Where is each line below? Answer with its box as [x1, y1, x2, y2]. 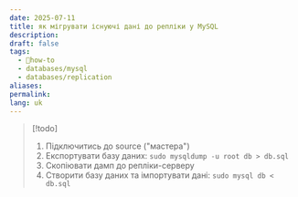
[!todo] [31, 123, 58, 134]
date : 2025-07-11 [9, 13, 76, 23]
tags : [9, 47, 30, 57]
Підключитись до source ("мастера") [45, 140, 190, 151]
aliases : [9, 81, 43, 90]
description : [9, 30, 59, 39]
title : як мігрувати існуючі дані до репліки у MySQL [9, 22, 219, 31]
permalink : [9, 89, 51, 98]
